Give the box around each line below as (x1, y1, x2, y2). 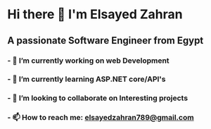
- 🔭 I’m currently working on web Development (7, 56, 170, 66)
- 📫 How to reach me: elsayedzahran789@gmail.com (7, 113, 195, 123)
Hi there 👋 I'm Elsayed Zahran (7, 6, 183, 23)
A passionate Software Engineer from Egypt (7, 35, 204, 47)
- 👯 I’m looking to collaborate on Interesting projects (7, 93, 188, 103)
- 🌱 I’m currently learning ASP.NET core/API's (7, 74, 166, 84)
